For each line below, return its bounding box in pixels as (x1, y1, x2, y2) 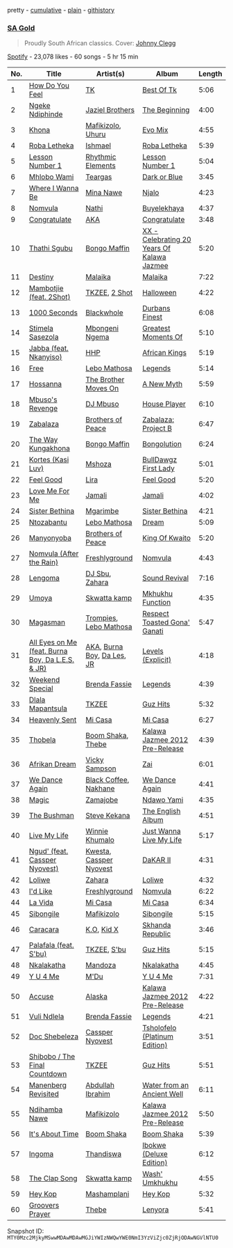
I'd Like (28, 887, 53, 896)
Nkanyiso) (28, 352, 62, 362)
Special (28, 684, 53, 693)
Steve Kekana (85, 811, 130, 821)
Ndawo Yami (141, 795, 184, 805)
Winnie (85, 826, 109, 836)
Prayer (28, 1209, 51, 1219)
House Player (141, 400, 186, 409)
